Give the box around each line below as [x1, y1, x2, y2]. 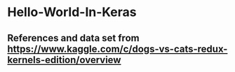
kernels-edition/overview [7, 54, 121, 66]
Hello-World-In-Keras [7, 4, 137, 20]
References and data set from [7, 32, 140, 44]
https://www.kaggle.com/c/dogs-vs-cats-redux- [7, 43, 228, 55]
